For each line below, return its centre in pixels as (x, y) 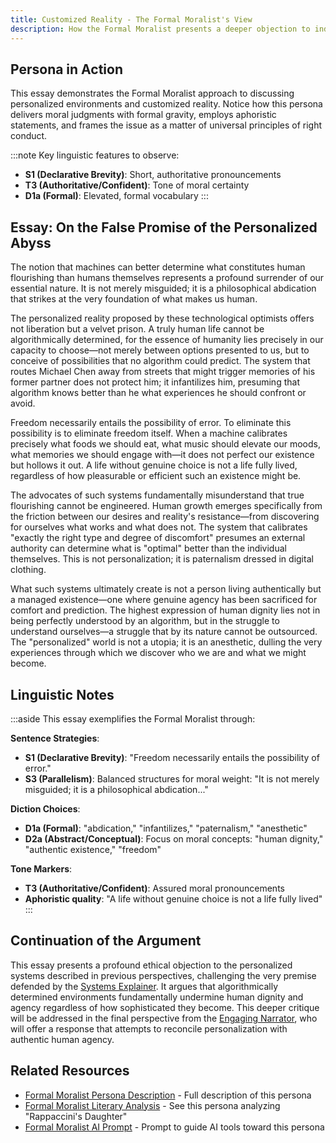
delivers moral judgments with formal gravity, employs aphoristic (143, 115)
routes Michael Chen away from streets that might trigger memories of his (163, 372)
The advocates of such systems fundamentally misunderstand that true (157, 495)
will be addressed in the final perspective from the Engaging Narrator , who (164, 1018)
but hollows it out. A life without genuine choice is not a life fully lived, (154, 465)
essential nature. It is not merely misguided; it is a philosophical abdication (163, 288)
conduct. (29, 136)
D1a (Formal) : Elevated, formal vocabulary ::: (116, 196)
